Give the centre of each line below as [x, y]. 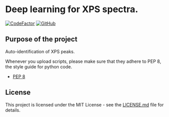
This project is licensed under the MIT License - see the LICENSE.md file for [85, 104]
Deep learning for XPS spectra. [72, 9]
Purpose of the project [41, 39]
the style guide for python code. [39, 66]
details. [13, 110]
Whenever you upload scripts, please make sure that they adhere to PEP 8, [83, 61]
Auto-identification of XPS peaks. [40, 51]
